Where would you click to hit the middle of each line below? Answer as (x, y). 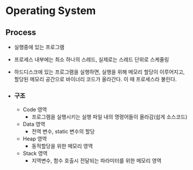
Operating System (51, 11)
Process (21, 32)
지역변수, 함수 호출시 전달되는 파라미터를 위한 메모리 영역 (97, 161)
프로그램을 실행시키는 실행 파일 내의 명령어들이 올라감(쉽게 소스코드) (109, 117)
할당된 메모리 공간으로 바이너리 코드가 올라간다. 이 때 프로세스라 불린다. (95, 79)
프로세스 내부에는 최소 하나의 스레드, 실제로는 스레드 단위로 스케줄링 (92, 59)
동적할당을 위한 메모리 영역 (62, 146)
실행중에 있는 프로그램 (39, 47)
